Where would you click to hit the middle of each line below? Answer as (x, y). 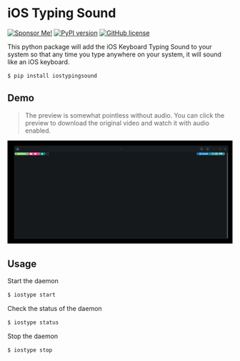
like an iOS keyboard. (39, 61)
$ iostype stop (30, 350)
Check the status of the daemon (55, 309)
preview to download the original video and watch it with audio (117, 123)
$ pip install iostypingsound (52, 76)
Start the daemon (33, 281)
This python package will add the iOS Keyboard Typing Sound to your (110, 46)
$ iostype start (31, 295)
